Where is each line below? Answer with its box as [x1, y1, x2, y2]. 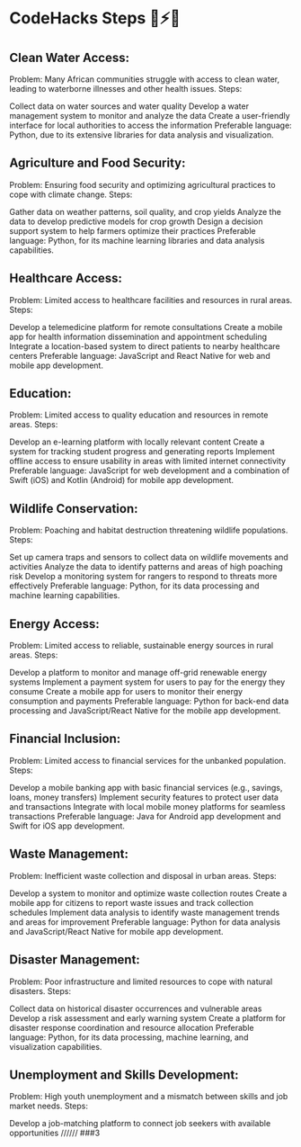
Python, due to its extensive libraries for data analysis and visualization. [9, 130, 274, 140]
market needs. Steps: [9, 1100, 88, 1112]
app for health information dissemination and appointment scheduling [9, 331, 268, 342]
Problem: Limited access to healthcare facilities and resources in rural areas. [9, 294, 293, 305]
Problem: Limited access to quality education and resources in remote [9, 409, 269, 420]
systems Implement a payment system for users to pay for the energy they [9, 677, 286, 687]
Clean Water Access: [9, 49, 130, 65]
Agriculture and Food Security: [9, 156, 186, 171]
